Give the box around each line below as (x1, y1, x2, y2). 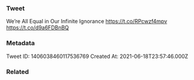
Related (6, 67, 29, 76)
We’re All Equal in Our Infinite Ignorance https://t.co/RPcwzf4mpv (6, 18, 168, 25)
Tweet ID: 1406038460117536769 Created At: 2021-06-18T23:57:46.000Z (6, 53, 189, 60)
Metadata (6, 39, 35, 47)
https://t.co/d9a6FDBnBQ (6, 24, 69, 31)
